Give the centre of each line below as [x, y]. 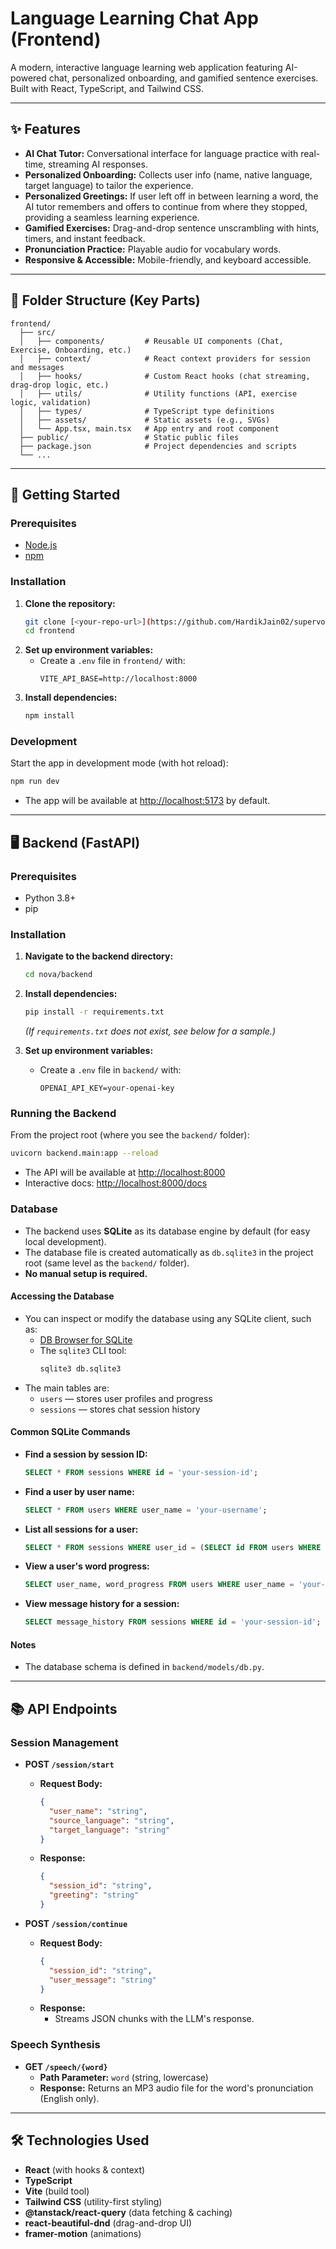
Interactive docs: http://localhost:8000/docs [116, 1183]
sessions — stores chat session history [120, 1409]
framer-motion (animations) [83, 2233]
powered [28, 78]
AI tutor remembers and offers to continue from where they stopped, [166, 206]
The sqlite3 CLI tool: [83, 1350]
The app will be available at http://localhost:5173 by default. [147, 801]
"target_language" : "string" [109, 1830]
